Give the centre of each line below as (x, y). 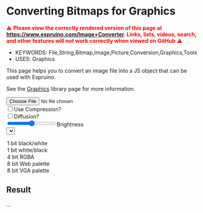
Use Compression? (38, 109)
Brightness (70, 124)
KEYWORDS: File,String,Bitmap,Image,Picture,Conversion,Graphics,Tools (106, 52)
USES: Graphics (35, 59)
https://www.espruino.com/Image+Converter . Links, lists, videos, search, (101, 34)
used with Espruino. (31, 77)
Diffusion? (27, 116)
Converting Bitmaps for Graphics (91, 11)
